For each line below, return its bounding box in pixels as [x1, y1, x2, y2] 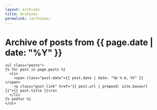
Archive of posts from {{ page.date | [5, 37, 154, 48]
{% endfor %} [5, 97, 31, 102]
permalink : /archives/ [5, 16, 51, 21]
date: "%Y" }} [5, 47, 63, 58]
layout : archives [5, 7, 40, 12]
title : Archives [5, 12, 38, 16]
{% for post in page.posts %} [5, 67, 66, 72]
